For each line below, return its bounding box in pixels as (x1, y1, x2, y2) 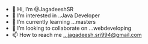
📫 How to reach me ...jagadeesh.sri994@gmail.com (11, 32, 143, 38)
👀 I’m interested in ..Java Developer (11, 12, 100, 19)
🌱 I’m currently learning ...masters (11, 18, 96, 25)
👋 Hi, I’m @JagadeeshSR (11, 6, 74, 12)
